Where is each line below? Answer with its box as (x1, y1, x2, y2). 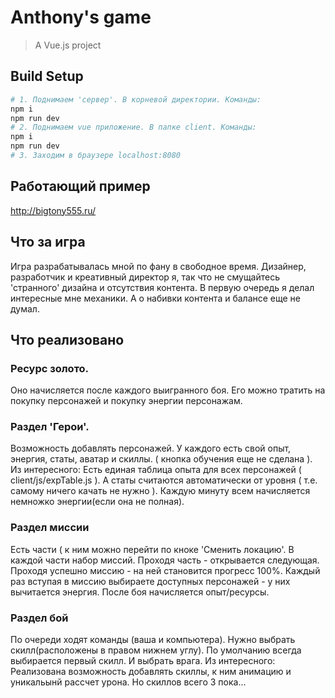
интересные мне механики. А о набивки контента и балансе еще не (10, 292, 302, 304)
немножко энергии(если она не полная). (10, 496, 185, 508)
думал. (10, 302, 40, 315)
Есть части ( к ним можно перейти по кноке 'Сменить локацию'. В (10, 543, 295, 555)
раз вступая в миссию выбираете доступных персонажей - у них (10, 575, 291, 587)
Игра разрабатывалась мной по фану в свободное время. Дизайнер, (10, 260, 307, 272)
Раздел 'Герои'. (10, 420, 90, 434)
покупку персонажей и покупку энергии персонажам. (10, 395, 243, 407)
